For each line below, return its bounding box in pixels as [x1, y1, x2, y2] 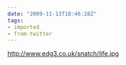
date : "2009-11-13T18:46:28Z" [7, 10, 98, 18]
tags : [7, 17, 23, 24]
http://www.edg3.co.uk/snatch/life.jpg [7, 49, 120, 58]
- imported [7, 23, 40, 30]
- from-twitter [7, 30, 53, 37]
